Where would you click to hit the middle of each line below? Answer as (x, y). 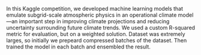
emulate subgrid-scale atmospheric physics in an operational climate (91, 15)
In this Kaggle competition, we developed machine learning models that (95, 9)
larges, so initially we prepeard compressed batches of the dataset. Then (97, 40)
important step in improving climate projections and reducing (94, 21)
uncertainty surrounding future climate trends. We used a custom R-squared (101, 27)
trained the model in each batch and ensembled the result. (79, 47)
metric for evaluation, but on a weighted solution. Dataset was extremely (96, 34)
